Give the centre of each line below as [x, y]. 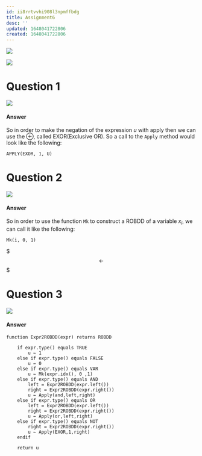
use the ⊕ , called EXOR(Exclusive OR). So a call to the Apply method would [100, 137]
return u [28, 448]
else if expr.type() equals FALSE [60, 358]
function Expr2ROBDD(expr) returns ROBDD [59, 337]
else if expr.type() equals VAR [58, 369]
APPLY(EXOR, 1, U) [29, 154]
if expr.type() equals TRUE [52, 348]
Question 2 [34, 178]
